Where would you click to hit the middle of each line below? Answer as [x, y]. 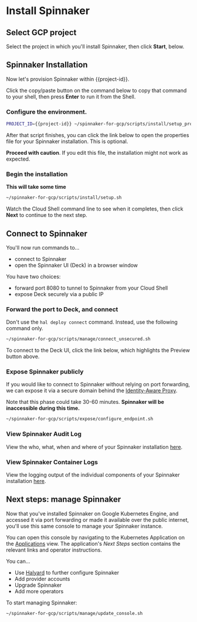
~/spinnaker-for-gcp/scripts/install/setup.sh [64, 198]
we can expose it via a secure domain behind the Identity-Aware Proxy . [92, 390]
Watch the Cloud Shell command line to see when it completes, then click [95, 209]
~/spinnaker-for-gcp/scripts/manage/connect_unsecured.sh [78, 339]
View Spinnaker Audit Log [44, 434]
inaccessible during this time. [43, 408]
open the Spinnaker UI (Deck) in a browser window [76, 265]
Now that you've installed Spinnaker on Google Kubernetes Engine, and [92, 514]
